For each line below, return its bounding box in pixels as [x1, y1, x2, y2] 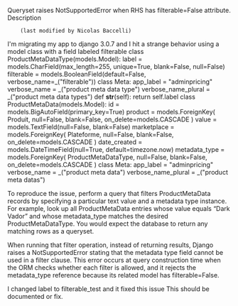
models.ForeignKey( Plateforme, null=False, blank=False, [7, 131, 174, 138]
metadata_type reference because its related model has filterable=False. [7, 271, 220, 279]
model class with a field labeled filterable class [7, 48, 144, 55]
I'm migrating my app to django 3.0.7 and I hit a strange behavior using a [7, 40, 220, 48]
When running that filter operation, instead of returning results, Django [7, 241, 214, 249]
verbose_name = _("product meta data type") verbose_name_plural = [7, 85, 211, 93]
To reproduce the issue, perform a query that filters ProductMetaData [7, 190, 211, 197]
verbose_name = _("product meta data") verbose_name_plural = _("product [7, 168, 229, 176]
